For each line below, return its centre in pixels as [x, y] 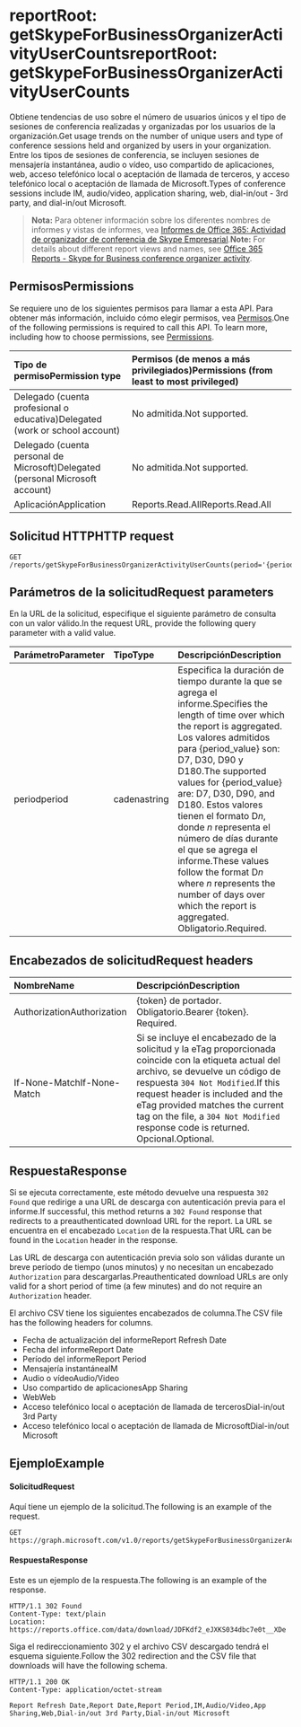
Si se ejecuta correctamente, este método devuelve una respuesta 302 [139, 1192]
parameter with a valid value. [63, 633]
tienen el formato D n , [222, 816]
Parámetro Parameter [59, 655]
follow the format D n [221, 872]
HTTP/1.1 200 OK [39, 1682]
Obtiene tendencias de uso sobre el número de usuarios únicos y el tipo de [148, 117]
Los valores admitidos [224, 737]
